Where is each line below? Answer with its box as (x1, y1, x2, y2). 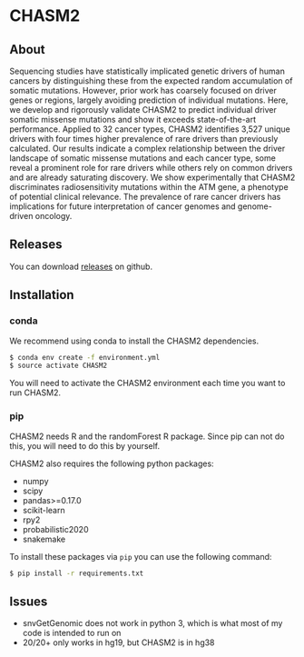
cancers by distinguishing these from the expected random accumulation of (9, 75, 293, 86)
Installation (9, 287, 74, 303)
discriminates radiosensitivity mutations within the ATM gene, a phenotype (9, 182, 289, 192)
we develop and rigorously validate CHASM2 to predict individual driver (9, 105, 277, 114)
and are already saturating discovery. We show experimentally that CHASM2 (9, 172, 296, 183)
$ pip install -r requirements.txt (9, 569, 144, 578)
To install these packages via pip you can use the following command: (9, 551, 272, 562)
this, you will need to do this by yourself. (9, 440, 161, 451)
